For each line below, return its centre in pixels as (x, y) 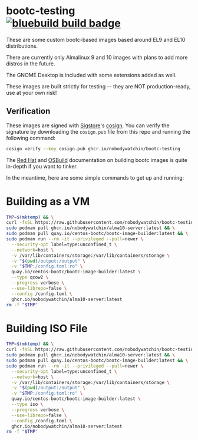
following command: (31, 138)
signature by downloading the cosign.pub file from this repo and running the (98, 131)
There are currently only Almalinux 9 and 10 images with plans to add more (97, 57)
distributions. (22, 46)
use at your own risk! (32, 92)
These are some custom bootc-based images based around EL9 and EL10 (96, 39)
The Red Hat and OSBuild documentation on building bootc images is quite (97, 160)
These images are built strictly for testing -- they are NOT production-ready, (98, 86)
